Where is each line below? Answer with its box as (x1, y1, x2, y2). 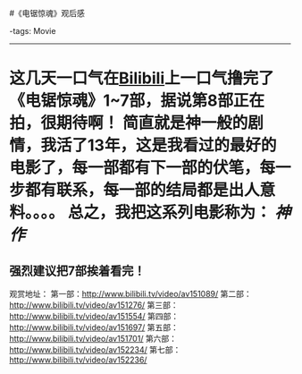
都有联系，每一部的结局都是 (25, 180, 230, 200)
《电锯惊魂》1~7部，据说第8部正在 (9, 90, 265, 111)
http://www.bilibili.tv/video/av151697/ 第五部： (9, 322, 179, 333)
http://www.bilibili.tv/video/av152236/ (9, 354, 147, 365)
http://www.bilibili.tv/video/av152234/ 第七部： (9, 344, 181, 355)
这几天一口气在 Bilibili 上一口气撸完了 (9, 68, 274, 89)
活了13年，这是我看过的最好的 (56, 135, 277, 156)
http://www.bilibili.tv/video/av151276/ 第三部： (9, 300, 179, 310)
